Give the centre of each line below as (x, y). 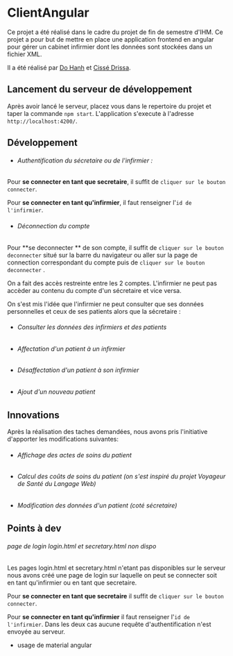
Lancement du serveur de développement (100, 89)
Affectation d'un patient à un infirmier (71, 348)
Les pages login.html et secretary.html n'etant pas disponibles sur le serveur (116, 568)
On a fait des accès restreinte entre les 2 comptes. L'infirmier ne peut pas (112, 283)
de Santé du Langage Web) (57, 484)
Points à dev (34, 529)
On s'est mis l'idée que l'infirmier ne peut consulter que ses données (106, 304)
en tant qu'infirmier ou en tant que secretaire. (72, 582)
